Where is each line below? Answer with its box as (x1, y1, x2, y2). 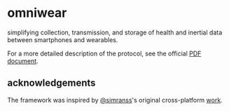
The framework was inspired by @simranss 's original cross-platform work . (7, 96, 223, 104)
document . (7, 56, 39, 65)
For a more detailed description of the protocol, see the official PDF (7, 49, 202, 58)
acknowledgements (7, 77, 96, 89)
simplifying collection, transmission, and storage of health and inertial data (7, 28, 223, 37)
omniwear (7, 5, 67, 21)
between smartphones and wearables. (7, 35, 118, 44)
